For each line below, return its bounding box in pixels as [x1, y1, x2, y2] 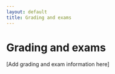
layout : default [6, 8, 47, 15]
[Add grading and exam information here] [6, 61, 110, 68]
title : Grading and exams [6, 15, 71, 21]
